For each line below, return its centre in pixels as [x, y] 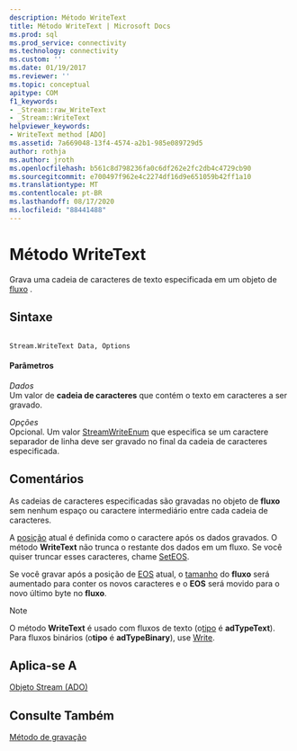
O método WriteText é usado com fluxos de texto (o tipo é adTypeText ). [143, 628]
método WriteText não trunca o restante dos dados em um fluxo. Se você [146, 547]
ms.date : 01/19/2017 [48, 68]
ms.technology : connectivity [64, 51]
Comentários [47, 479]
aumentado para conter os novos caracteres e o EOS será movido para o [145, 583]
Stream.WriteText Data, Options [70, 346]
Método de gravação [48, 738]
